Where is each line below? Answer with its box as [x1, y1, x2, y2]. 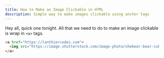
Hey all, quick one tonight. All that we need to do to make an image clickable [5, 25, 159, 31]
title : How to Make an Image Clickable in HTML [5, 7, 104, 12]
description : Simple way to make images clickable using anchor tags [5, 12, 150, 17]
